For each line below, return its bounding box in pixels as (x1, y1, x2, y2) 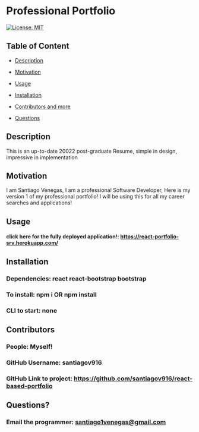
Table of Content (6, 41, 70, 51)
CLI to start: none (6, 306, 58, 314)
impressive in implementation (6, 153, 78, 161)
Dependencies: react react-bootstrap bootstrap (6, 275, 147, 283)
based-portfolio (6, 381, 53, 390)
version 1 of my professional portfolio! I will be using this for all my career (6, 193, 185, 200)
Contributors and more (14, 103, 71, 110)
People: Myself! (6, 342, 53, 351)
